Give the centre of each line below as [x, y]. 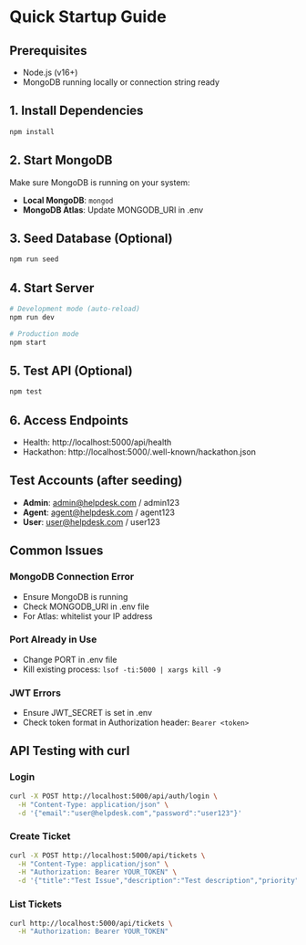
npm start [28, 342]
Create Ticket [40, 836]
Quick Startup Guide [88, 17]
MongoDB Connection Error [72, 577]
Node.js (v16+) [50, 72]
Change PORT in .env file [70, 659]
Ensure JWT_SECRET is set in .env [87, 713]
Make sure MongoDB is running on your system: [100, 182]
